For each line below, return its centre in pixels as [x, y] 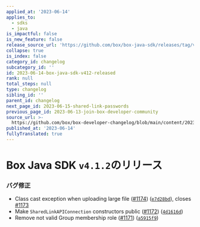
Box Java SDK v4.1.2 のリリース [84, 165]
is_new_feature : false [34, 39]
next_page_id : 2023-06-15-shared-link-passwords [68, 106]
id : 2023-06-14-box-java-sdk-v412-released [61, 73]
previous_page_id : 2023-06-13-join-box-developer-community [82, 112]
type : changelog [26, 90]
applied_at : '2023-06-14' [38, 12]
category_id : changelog [36, 62]
